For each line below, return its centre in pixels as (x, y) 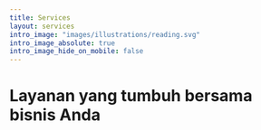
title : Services (40, 18)
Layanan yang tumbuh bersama (131, 96)
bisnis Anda (55, 115)
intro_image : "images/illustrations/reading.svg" (105, 34)
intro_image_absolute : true (63, 43)
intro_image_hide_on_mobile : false (77, 51)
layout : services (42, 26)
